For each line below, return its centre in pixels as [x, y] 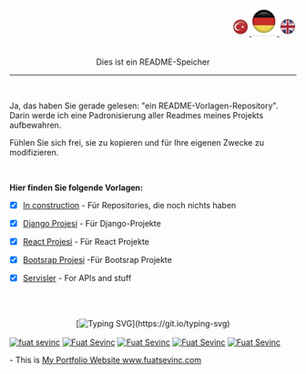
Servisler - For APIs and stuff [77, 278]
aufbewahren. [36, 125]
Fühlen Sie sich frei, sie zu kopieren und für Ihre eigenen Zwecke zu [137, 142]
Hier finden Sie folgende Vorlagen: [76, 187]
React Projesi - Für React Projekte [86, 241]
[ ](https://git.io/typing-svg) [153, 323]
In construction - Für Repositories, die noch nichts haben [129, 205]
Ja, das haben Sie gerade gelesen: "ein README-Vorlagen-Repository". [144, 106]
